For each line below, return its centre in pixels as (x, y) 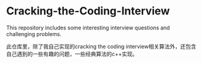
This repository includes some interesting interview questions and (88, 28)
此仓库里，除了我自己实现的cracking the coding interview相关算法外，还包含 (101, 46)
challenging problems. (34, 34)
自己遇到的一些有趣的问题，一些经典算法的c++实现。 (72, 54)
